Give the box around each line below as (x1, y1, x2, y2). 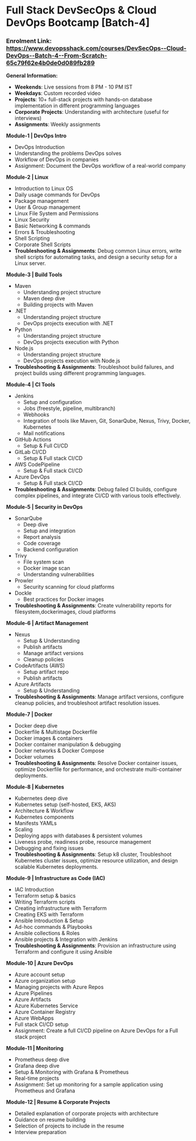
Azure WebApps (14, 1015, 54, 1022)
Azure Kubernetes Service (14, 1002, 78, 1009)
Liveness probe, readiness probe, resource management (14, 838, 152, 845)
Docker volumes (14, 753, 54, 760)
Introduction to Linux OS (14, 185, 74, 192)
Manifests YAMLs (14, 820, 57, 827)
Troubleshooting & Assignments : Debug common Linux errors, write (14, 247, 182, 254)
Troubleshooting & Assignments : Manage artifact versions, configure (14, 693, 184, 701)
